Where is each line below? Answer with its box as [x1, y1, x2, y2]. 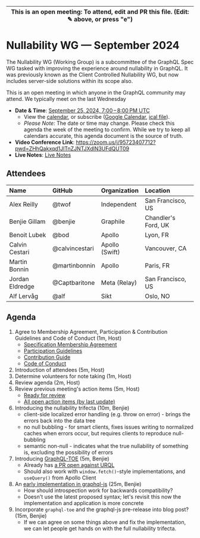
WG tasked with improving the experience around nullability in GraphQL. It [6, 64, 188, 72]
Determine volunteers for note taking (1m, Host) [14, 373, 132, 380]
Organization [101, 186, 139, 195]
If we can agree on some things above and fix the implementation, [23, 518, 186, 525]
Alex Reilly [9, 200, 38, 208]
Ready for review [23, 391, 65, 399]
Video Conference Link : [14, 139, 75, 146]
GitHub [52, 186, 73, 195]
